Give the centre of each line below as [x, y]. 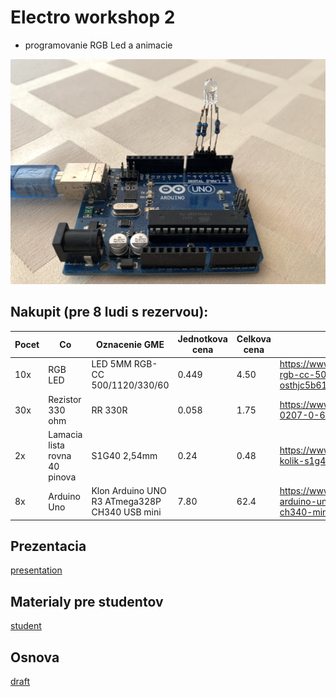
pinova [62, 477]
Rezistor [65, 399]
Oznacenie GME [130, 344]
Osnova [35, 657]
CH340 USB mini [126, 512]
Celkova [254, 339]
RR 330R [109, 410]
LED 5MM [111, 364]
